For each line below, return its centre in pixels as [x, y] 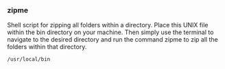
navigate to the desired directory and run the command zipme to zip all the [113, 40]
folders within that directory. [47, 47]
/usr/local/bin [29, 59]
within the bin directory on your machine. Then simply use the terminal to [110, 32]
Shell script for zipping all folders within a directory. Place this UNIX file [108, 25]
